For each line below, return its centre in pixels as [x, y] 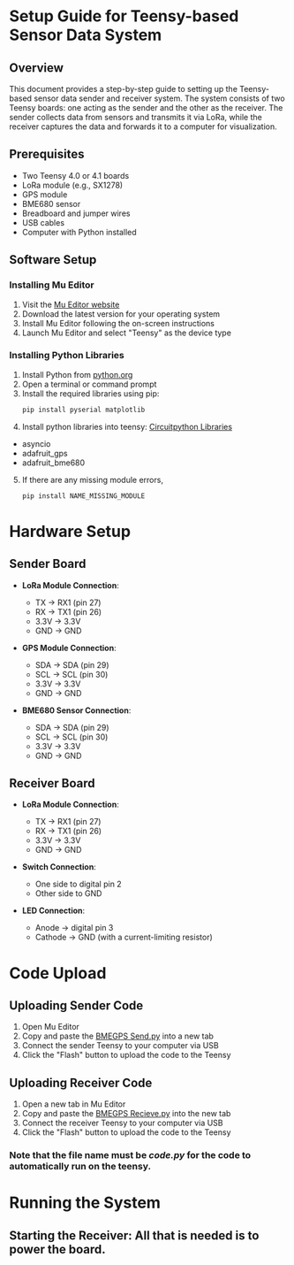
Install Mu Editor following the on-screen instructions [118, 323]
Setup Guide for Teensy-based [124, 16]
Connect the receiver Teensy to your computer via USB [122, 1123]
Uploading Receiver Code [81, 1082]
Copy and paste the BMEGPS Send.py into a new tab [118, 1036]
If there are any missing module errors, [92, 479]
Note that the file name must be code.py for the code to [130, 1155]
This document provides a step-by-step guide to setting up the [124, 89]
